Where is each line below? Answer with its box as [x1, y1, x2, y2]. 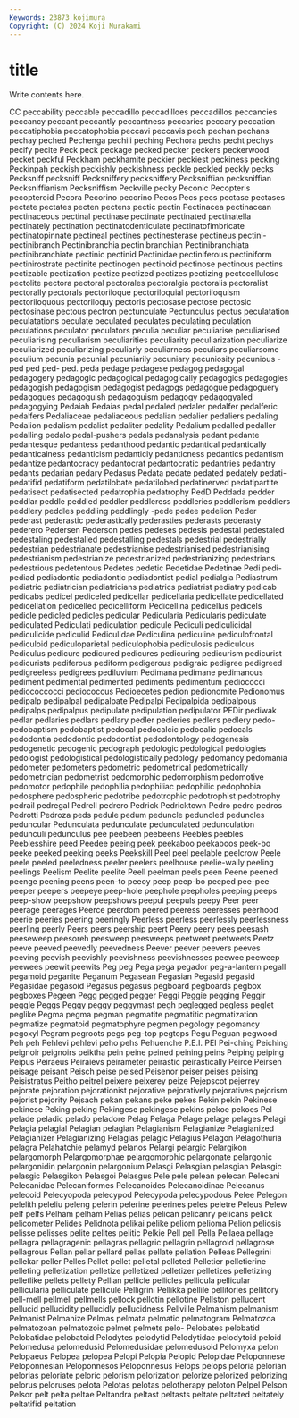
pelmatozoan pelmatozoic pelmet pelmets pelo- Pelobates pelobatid [9, 1322, 261, 1333]
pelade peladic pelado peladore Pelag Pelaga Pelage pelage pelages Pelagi [9, 1114, 286, 1125]
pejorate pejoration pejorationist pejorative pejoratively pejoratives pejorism [9, 1085, 287, 1096]
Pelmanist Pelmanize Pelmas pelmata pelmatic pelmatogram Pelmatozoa [9, 1313, 276, 1324]
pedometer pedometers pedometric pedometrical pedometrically [9, 762, 248, 773]
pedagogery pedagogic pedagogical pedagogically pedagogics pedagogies [9, 373, 288, 384]
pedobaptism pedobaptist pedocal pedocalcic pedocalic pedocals [9, 724, 253, 735]
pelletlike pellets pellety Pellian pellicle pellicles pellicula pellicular [9, 1275, 251, 1286]
